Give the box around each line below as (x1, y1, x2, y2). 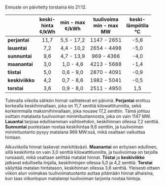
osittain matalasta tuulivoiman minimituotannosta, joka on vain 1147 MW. (5, 113, 151, 119)
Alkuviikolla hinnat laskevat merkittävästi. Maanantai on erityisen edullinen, (5, 144, 158, 150)
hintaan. (5, 135, 22, 140)
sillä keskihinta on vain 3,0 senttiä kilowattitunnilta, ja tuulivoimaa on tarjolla (5, 149, 158, 155)
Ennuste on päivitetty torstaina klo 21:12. (5, 4, 87, 10)
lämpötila (126, 22, 149, 29)
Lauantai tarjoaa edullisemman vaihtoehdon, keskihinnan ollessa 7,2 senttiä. (5, 119, 160, 124)
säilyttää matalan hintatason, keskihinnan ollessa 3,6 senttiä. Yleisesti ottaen (5, 165, 160, 171)
